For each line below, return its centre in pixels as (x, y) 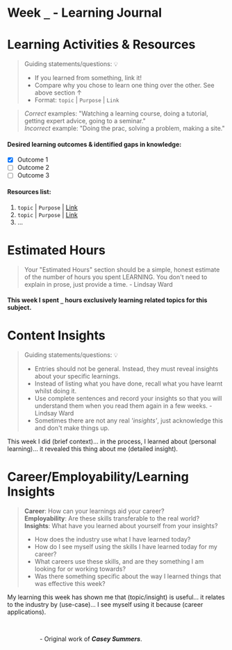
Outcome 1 (33, 160)
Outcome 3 (33, 175)
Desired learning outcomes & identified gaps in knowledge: (94, 144)
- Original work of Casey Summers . (91, 639)
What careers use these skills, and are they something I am (119, 562)
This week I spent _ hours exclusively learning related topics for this (107, 300)
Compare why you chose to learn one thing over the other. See (124, 86)
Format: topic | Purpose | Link (77, 100)
